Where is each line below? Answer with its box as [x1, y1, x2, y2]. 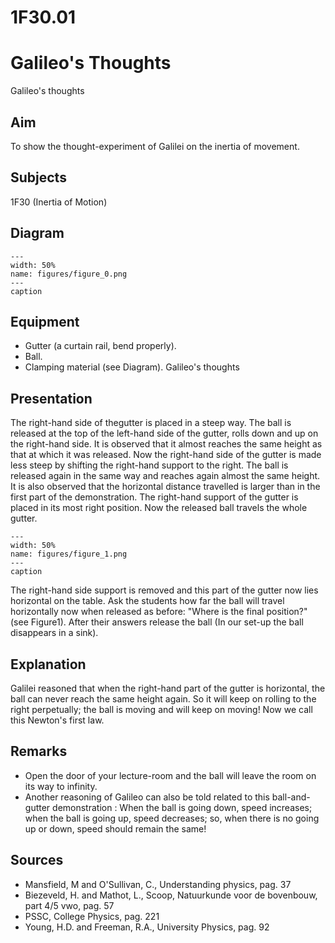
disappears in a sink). [10, 627, 99, 639]
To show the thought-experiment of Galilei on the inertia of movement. [10, 140, 300, 152]
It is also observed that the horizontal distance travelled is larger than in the [10, 481, 321, 493]
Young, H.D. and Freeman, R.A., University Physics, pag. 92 [24, 921, 270, 933]
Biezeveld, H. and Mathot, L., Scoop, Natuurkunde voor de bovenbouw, [24, 889, 318, 901]
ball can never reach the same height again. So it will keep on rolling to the [10, 693, 317, 705]
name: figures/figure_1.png [10, 549, 128, 560]
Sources [10, 852, 64, 869]
